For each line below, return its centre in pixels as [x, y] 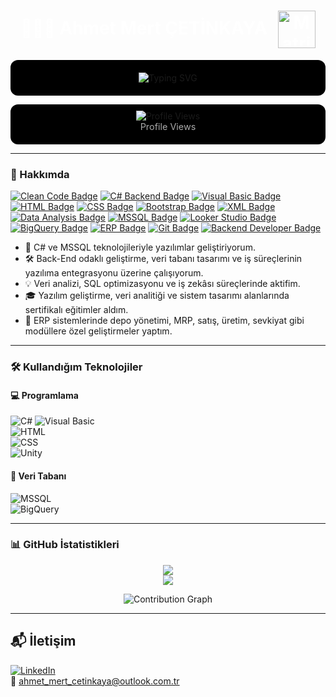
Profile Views [168, 126]
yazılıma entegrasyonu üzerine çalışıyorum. [114, 273]
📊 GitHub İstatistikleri [65, 545]
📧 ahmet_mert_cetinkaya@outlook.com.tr [95, 681]
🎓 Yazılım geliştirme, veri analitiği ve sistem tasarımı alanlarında [157, 296]
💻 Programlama [44, 395]
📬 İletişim [43, 641]
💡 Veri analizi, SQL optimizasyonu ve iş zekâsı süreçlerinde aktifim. [162, 284]
